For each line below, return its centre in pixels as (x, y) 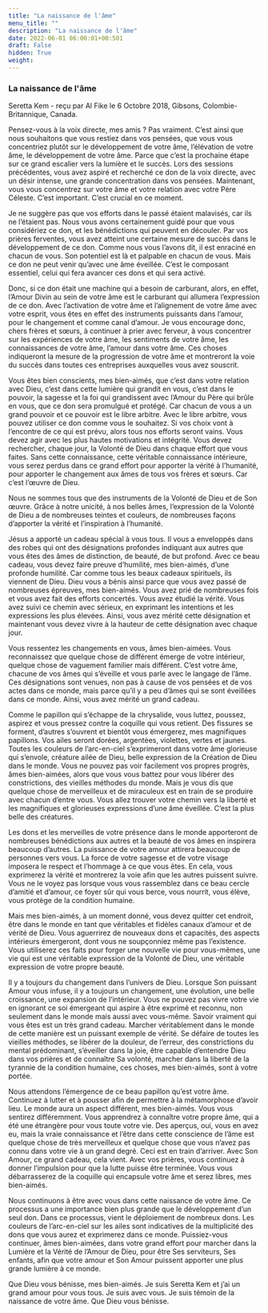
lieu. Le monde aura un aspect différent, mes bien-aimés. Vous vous (121, 1109)
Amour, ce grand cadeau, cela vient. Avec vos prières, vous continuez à (127, 1160)
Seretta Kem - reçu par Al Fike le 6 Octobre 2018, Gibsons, (105, 106)
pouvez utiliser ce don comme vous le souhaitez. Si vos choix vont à (121, 423)
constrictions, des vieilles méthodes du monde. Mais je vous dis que (121, 783)
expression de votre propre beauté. (66, 967)
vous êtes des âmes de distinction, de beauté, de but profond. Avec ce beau (134, 556)
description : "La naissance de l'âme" (73, 30)
